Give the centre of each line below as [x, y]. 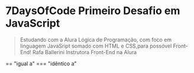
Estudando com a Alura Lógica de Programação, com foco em [96, 39]
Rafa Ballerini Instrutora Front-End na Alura [85, 52]
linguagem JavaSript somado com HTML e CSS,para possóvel [96, 46]
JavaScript [33, 23]
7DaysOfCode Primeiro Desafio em [93, 11]
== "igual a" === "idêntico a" [41, 64]
